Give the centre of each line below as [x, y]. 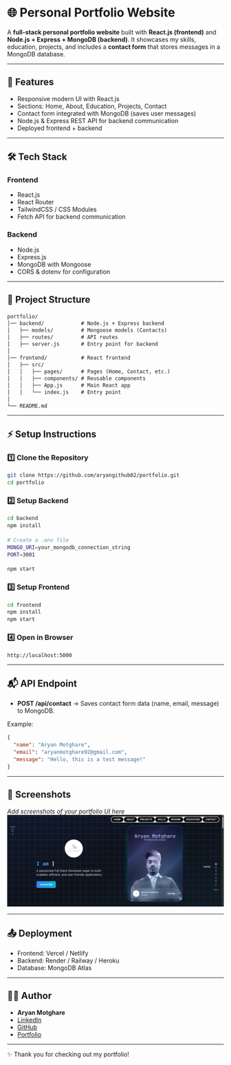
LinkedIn [29, 1020]
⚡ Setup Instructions [52, 434]
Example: [20, 724]
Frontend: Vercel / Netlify [53, 953]
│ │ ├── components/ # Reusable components [77, 378]
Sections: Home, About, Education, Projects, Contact [92, 106]
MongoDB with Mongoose [54, 264]
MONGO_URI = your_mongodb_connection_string [69, 547]
